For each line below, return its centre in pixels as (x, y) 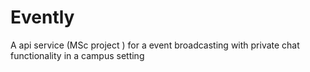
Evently (42, 17)
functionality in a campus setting (77, 55)
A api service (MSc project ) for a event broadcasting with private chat (155, 45)
